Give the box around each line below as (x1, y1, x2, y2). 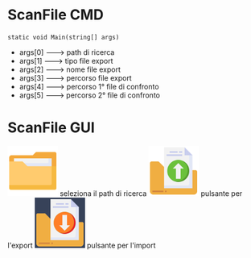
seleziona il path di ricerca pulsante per (59, 188, 243, 198)
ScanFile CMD (7, 6, 104, 24)
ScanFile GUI (7, 119, 96, 137)
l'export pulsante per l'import (7, 240, 156, 250)
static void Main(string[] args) (7, 33, 120, 41)
